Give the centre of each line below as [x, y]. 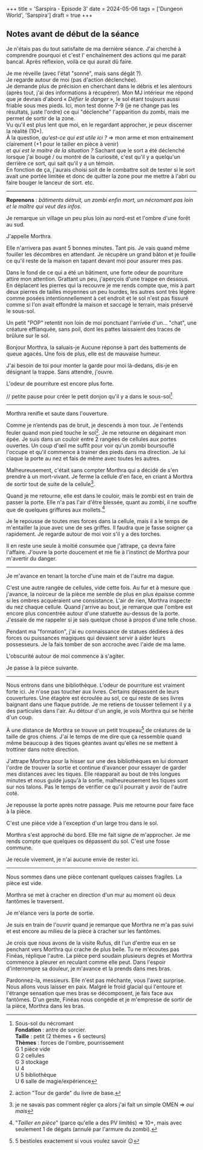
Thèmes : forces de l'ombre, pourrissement [69, 1043]
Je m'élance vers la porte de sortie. [50, 913]
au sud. [16, 224]
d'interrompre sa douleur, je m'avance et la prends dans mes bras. [89, 969]
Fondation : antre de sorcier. [50, 1030]
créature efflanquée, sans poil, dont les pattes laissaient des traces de [94, 329]
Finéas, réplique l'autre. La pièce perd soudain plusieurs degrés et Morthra [99, 956]
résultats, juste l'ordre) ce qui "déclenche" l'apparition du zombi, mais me [98, 112]
